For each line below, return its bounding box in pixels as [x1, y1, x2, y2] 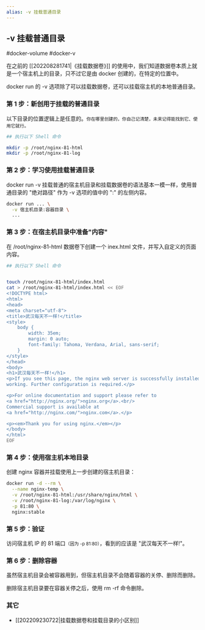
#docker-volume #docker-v [6, 50, 76, 57]
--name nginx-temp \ [12, 486, 64, 492]
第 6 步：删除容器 [6, 556, 57, 565]
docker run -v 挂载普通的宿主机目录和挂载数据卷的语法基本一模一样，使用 [6, 181, 192, 188]
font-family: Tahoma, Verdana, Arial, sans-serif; [28, 342, 160, 348]
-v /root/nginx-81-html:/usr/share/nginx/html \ [12, 492, 138, 498]
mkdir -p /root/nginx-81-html [6, 144, 84, 150]
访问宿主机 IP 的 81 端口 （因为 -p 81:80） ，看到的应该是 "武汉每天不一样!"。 [6, 539, 188, 547]
